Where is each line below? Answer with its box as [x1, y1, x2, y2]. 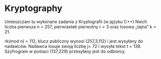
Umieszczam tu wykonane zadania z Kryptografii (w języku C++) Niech [4, 19, 147, 24]
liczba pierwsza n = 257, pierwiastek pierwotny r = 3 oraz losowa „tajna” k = [4, 24, 156, 29]
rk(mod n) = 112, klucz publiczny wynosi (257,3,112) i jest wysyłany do [4, 38, 144, 44]
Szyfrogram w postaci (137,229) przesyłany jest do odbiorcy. [4, 48, 126, 54]
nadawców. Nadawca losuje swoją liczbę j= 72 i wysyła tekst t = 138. [4, 43, 142, 49]
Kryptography [4, 3, 63, 14]
